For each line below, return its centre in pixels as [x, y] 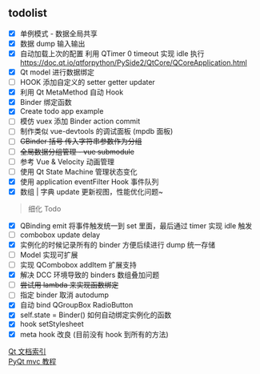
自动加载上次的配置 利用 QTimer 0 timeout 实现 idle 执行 [112, 53]
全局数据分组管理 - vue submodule [77, 151]
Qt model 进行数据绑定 [57, 72]
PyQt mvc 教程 [32, 361]
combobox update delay [60, 235]
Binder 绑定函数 [46, 103]
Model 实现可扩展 [49, 255]
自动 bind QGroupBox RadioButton [76, 305]
